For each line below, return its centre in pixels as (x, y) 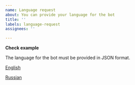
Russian (13, 77)
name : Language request (31, 10)
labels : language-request (33, 24)
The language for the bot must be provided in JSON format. (68, 58)
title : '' (16, 19)
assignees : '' (20, 29)
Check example (22, 48)
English (13, 68)
